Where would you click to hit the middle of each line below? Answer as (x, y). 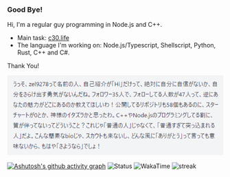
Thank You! (23, 66)
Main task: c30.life (43, 38)
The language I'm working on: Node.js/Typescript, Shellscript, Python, (116, 45)
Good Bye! (25, 10)
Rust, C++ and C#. (43, 52)
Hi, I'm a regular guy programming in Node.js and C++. (85, 25)
